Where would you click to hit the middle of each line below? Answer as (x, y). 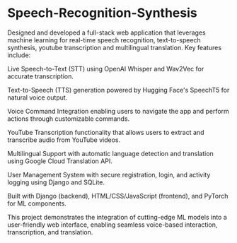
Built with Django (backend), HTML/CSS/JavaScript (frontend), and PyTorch (118, 196)
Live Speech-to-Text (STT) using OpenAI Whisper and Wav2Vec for (106, 69)
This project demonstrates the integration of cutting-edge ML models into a (117, 217)
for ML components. (37, 203)
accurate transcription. (41, 76)
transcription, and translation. (50, 232)
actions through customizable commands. (69, 119)
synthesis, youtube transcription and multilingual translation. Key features (114, 47)
